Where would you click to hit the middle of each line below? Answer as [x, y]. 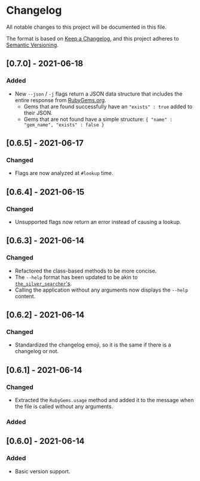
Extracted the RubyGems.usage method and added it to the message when [104, 400]
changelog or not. [37, 351]
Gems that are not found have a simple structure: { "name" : [98, 119]
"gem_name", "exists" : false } [64, 125]
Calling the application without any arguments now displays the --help [101, 290]
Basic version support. [42, 471]
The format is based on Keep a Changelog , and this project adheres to [93, 38]
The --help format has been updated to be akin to [76, 277]
